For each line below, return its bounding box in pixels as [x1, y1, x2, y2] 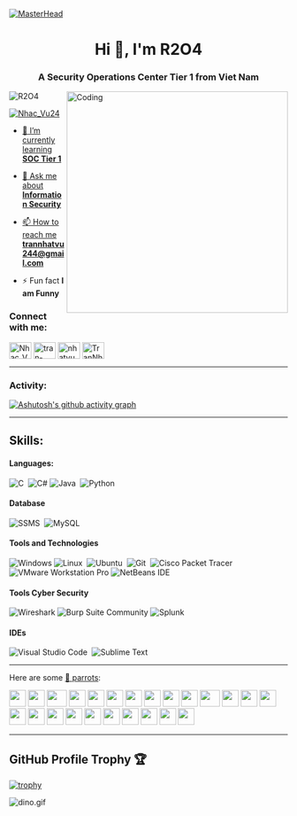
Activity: [9, 379, 47, 392]
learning [21, 144, 53, 155]
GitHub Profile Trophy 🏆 [9, 751, 148, 766]
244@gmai [21, 248, 65, 259]
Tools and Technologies [9, 538, 99, 548]
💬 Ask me [21, 171, 57, 182]
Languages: [9, 458, 55, 469]
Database [9, 498, 46, 509]
